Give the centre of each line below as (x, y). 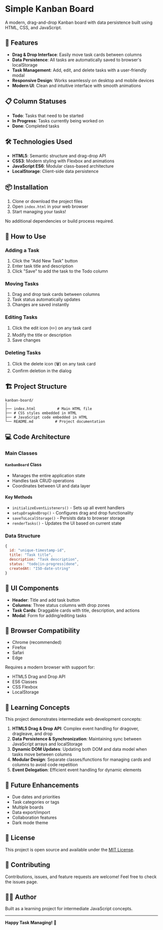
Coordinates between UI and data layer (51, 486)
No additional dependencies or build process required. (59, 221)
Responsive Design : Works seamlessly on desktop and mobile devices (83, 80)
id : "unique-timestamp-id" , (38, 551)
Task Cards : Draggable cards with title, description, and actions (76, 610)
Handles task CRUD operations (43, 481)
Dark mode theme (30, 823)
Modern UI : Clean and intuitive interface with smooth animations (77, 86)
